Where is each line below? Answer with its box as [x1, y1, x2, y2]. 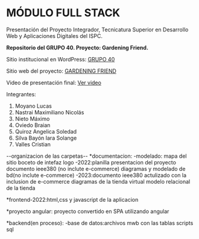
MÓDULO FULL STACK [6, 6, 121, 20]
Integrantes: [6, 90, 36, 98]
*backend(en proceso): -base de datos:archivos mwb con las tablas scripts [6, 219, 194, 226]
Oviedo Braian [14, 121, 51, 129]
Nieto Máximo [14, 115, 50, 122]
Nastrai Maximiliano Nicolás [14, 108, 84, 116]
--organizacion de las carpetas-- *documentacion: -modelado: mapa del [6, 152, 187, 160]
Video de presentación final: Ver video [6, 79, 101, 86]
